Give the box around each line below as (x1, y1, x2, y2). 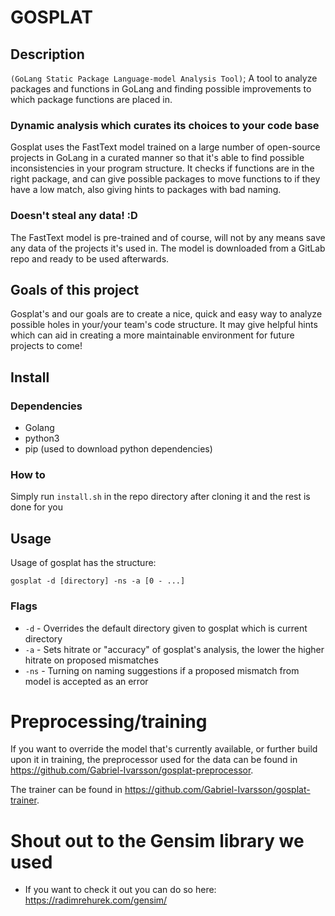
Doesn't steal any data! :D (10, 209, 138, 223)
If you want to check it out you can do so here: (24, 884, 217, 896)
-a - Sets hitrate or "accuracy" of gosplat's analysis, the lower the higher (24, 643, 325, 655)
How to (10, 468, 46, 482)
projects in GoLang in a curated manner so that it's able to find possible (10, 152, 305, 164)
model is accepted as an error (24, 675, 149, 687)
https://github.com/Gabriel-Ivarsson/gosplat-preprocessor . (10, 764, 254, 776)
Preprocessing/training (10, 710, 208, 733)
